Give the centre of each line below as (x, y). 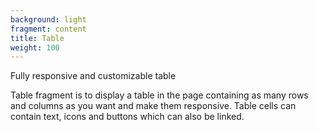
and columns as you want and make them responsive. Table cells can (153, 106)
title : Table (37, 38)
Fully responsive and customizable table (93, 76)
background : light (48, 19)
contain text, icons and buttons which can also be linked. (127, 117)
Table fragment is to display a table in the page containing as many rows (159, 95)
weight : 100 (35, 47)
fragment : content (48, 29)
